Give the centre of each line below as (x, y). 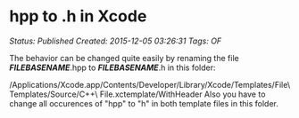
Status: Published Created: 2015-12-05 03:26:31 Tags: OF (116, 41)
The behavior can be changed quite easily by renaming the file (124, 58)
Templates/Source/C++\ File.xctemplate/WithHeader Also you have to (137, 94)
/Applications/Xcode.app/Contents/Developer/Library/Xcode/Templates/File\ (150, 84)
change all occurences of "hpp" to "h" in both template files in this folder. (144, 103)
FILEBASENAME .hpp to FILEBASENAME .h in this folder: (112, 67)
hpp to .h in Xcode (78, 16)
